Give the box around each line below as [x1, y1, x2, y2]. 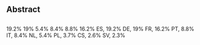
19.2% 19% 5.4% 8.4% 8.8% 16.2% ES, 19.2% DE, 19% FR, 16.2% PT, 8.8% [6, 25, 195, 32]
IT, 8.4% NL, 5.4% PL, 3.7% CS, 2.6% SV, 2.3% [6, 32, 126, 39]
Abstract [6, 4, 41, 15]
